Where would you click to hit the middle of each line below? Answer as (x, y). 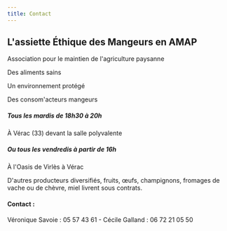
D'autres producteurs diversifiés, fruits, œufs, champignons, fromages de (113, 181)
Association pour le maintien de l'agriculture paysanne (86, 59)
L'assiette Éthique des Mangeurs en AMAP (102, 42)
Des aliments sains (34, 72)
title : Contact (29, 14)
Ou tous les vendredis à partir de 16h (62, 149)
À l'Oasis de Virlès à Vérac (46, 167)
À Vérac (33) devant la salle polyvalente (65, 133)
